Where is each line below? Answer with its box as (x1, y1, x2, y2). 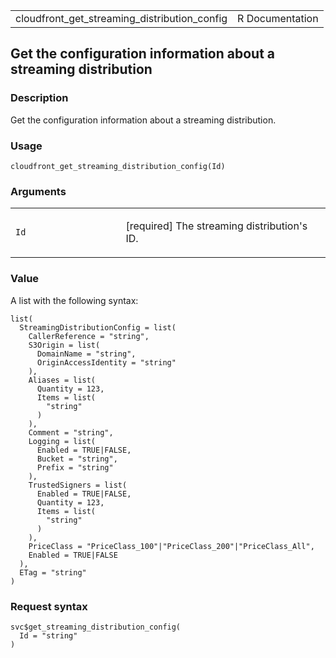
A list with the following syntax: (10, 294, 139, 306)
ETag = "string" (19, 567, 87, 578)
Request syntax (10, 599, 88, 613)
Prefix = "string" (36, 462, 114, 473)
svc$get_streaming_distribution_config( (10, 622, 182, 632)
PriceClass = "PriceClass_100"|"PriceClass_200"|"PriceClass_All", (28, 541, 315, 551)
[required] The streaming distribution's (125, 219, 308, 233)
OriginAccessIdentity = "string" (36, 357, 177, 368)
